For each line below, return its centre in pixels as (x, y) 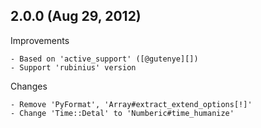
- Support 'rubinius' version (73, 67)
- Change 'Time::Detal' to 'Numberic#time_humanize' (122, 113)
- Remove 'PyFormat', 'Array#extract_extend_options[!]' (131, 104)
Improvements (40, 40)
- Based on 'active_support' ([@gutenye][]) (104, 59)
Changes (29, 86)
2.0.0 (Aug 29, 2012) (76, 16)
